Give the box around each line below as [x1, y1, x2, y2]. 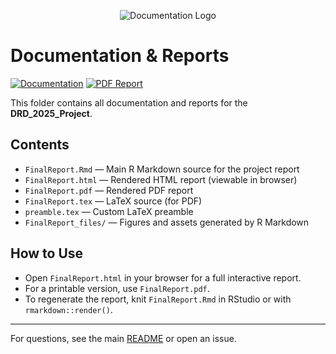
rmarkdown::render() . [24, 303, 113, 315]
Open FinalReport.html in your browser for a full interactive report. [24, 271, 302, 284]
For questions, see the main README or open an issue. [10, 332, 237, 344]
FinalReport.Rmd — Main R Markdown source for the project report [24, 163, 300, 175]
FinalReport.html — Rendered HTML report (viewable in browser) [24, 173, 298, 185]
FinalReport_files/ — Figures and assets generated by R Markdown [24, 216, 310, 228]
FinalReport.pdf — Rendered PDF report [24, 184, 194, 196]
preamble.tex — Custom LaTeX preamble [24, 205, 194, 217]
